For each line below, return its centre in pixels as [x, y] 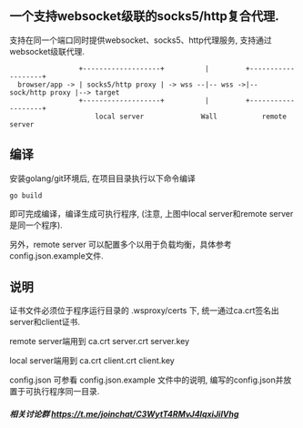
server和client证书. [45, 322]
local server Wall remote [191, 117]
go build [26, 195]
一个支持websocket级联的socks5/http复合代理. [144, 16]
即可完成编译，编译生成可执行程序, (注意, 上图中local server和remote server [151, 213]
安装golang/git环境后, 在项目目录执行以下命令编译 [102, 178]
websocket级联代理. [47, 51]
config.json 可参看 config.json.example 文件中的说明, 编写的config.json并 [146, 380]
